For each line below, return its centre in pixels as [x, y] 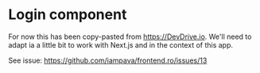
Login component [68, 15]
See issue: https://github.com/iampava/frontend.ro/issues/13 [108, 60]
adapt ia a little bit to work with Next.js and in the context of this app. [120, 44]
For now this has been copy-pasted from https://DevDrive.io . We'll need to [130, 36]
